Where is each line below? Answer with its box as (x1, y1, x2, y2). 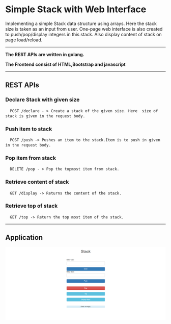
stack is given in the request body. (5, 113, 85, 118)
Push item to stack (5, 125, 52, 132)
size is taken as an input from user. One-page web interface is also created (5, 26, 163, 32)
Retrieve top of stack (5, 203, 58, 210)
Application (5, 233, 43, 242)
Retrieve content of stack (5, 179, 69, 186)
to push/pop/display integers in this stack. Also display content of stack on (5, 31, 162, 37)
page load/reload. (5, 37, 43, 43)
